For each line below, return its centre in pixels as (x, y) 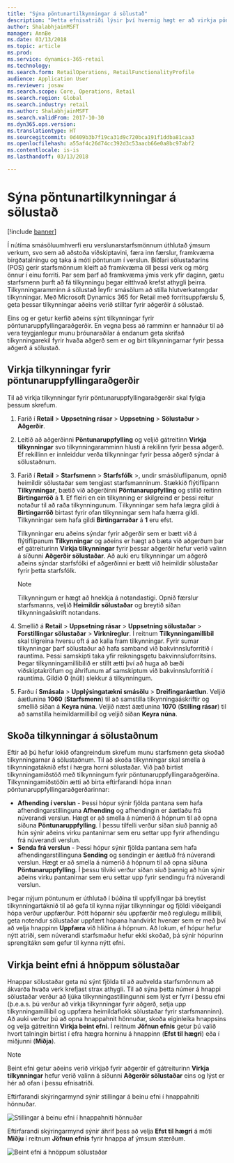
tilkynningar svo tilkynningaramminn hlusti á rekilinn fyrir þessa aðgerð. (120, 447)
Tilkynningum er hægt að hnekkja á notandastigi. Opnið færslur (108, 598)
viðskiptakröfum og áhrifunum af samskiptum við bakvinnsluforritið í (115, 670)
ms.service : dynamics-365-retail (56, 59)
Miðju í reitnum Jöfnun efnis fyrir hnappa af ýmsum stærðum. (96, 1139)
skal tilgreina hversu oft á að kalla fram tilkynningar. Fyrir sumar (108, 641)
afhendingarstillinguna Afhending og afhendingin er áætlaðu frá (109, 811)
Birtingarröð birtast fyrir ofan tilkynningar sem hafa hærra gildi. (108, 512)
